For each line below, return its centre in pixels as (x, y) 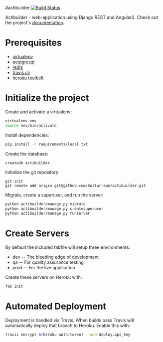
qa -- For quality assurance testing (48, 262)
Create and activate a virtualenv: (39, 112)
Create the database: (27, 154)
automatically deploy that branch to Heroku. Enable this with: (68, 325)
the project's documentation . (35, 23)
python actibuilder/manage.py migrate (45, 204)
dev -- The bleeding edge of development (56, 257)
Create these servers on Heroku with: (44, 277)
